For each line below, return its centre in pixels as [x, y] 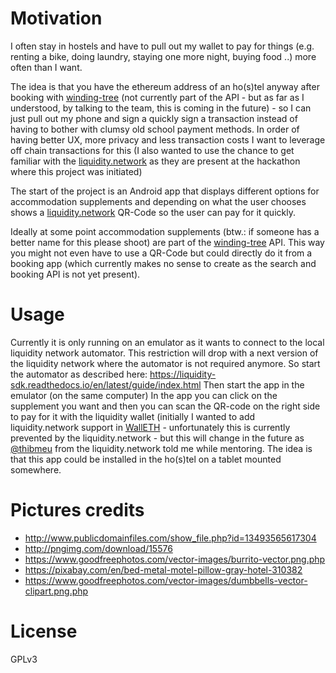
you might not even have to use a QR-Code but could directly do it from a [161, 253]
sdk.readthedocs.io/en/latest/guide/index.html [106, 384]
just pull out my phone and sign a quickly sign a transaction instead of [154, 118]
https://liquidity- [183, 374]
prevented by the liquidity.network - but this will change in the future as [157, 438]
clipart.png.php [56, 591]
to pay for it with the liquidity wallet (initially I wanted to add [133, 416]
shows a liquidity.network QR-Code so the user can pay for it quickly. [153, 212]
